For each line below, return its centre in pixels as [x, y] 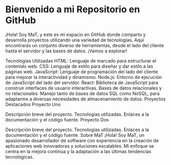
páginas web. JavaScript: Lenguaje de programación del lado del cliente [82, 71]
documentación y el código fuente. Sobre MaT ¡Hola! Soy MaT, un [75, 135]
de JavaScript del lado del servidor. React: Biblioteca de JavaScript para [82, 82]
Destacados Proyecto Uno [33, 104]
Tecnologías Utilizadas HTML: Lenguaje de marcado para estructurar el [81, 60]
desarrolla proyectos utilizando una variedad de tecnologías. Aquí [75, 40]
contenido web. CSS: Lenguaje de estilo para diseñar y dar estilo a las [79, 66]
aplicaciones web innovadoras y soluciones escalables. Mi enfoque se [80, 146]
